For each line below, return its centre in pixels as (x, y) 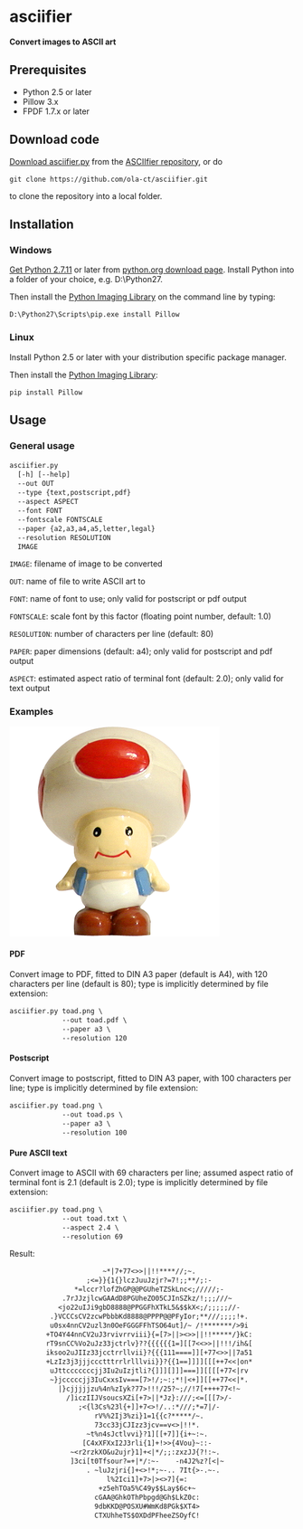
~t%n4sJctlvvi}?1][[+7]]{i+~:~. (147, 1434)
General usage (42, 445)
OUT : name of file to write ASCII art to (78, 582)
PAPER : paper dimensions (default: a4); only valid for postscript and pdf (141, 651)
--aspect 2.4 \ (90, 1228)
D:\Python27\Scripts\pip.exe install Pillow (95, 315)
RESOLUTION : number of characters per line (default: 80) (112, 634)
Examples (32, 712)
